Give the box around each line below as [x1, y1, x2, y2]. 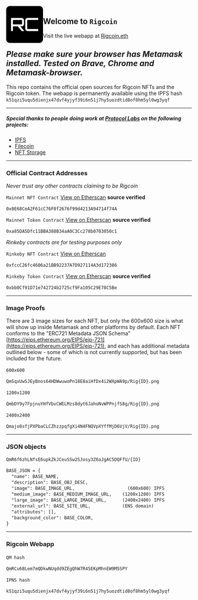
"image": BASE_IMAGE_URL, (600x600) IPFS [11, 486, 165, 491]
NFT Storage [14, 149, 46, 156]
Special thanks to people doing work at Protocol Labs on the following [6, 115, 181, 122]
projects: [6, 121, 29, 129]
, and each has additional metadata [104, 342, 190, 350]
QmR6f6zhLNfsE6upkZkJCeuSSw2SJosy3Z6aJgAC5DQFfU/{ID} [6, 457, 141, 463]
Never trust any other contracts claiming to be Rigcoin [6, 182, 138, 189]
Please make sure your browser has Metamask [6, 50, 183, 60]
